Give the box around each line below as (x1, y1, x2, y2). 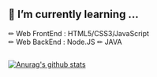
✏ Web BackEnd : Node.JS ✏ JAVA (8, 37, 122, 46)
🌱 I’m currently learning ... (8, 8, 140, 21)
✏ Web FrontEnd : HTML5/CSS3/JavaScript (8, 28, 150, 38)
